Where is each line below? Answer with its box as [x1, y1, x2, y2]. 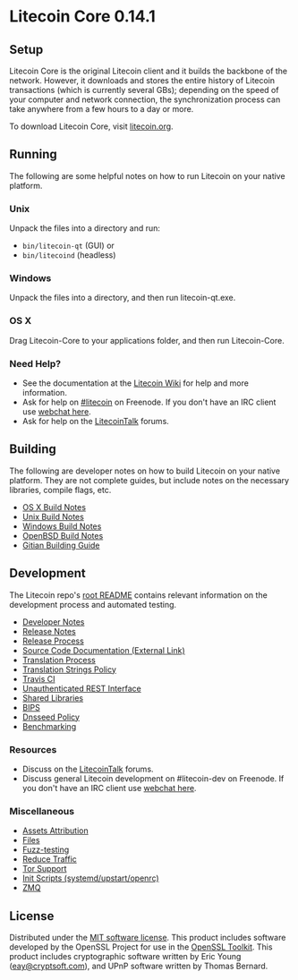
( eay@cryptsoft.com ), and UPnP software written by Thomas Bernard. [9, 960, 268, 972]
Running [9, 147, 58, 162]
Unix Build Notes [21, 511, 85, 522]
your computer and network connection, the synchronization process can [9, 94, 281, 105]
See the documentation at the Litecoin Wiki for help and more [21, 378, 249, 388]
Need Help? [9, 357, 62, 370]
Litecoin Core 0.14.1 [9, 6, 157, 27]
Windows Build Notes [21, 521, 102, 532]
